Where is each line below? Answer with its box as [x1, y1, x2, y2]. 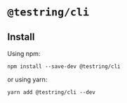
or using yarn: [7, 76, 48, 83]
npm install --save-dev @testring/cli [7, 63, 121, 70]
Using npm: [7, 50, 41, 57]
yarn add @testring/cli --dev [7, 89, 96, 96]
